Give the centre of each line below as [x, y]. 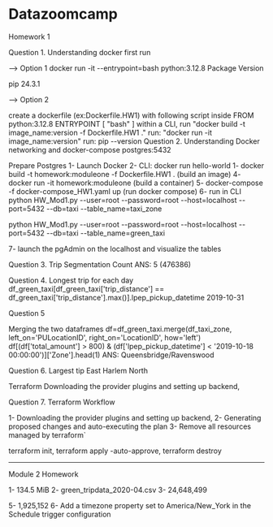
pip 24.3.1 [24, 84]
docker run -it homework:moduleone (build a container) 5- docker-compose [136, 183]
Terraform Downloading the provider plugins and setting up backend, [124, 386]
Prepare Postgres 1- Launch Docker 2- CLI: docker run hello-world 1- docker [136, 165]
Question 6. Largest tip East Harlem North [78, 370]
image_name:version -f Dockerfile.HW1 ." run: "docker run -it [110, 132]
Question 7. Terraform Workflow [62, 402]
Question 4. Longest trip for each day [71, 280]
